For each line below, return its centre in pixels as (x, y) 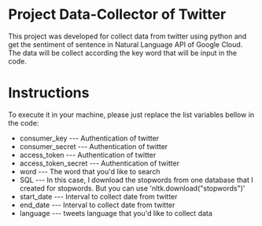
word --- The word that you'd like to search (90, 171)
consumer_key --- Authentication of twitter (89, 138)
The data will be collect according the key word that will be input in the (123, 53)
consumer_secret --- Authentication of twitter (94, 146)
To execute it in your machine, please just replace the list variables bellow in (131, 115)
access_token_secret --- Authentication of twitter (99, 163)
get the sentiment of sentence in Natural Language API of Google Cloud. (125, 44)
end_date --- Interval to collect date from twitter (97, 205)
